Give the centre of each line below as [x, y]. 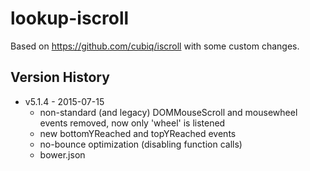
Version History [60, 77]
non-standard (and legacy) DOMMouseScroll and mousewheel [168, 112]
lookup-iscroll [70, 18]
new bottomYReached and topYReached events [138, 133]
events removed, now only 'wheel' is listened [132, 123]
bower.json [62, 154]
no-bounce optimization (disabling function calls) [141, 144]
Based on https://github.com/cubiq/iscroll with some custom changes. [155, 46]
